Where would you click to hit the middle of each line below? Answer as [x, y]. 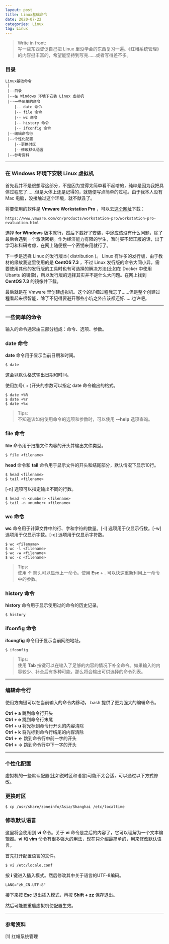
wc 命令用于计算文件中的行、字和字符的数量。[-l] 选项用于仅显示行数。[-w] [83, 528]
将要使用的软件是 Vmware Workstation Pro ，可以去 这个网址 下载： [75, 209]
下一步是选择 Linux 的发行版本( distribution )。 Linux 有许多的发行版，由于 [82, 256]
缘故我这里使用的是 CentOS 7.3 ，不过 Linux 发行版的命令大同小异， [84, 262]
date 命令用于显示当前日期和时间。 [41, 355]
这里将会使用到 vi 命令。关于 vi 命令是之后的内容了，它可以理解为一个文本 [82, 832]
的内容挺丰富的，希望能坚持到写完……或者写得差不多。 [74, 55]
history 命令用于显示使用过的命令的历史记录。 [53, 605]
